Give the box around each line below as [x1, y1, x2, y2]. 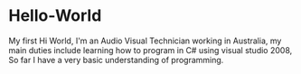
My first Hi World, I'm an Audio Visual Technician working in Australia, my [8, 35, 282, 46]
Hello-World [8, 5, 102, 26]
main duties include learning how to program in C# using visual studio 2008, [8, 44, 293, 55]
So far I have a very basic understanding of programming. [8, 54, 224, 65]
